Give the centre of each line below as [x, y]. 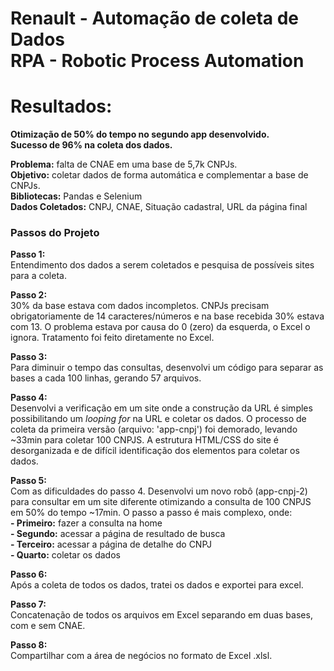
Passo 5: [28, 481]
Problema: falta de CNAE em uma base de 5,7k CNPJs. [124, 164]
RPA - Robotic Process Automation [157, 61]
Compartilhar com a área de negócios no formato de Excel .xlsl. [141, 656]
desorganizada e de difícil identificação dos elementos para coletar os [155, 451]
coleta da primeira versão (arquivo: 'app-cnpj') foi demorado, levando [154, 429]
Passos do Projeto [55, 233]
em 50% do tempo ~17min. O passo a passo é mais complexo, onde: [151, 513]
